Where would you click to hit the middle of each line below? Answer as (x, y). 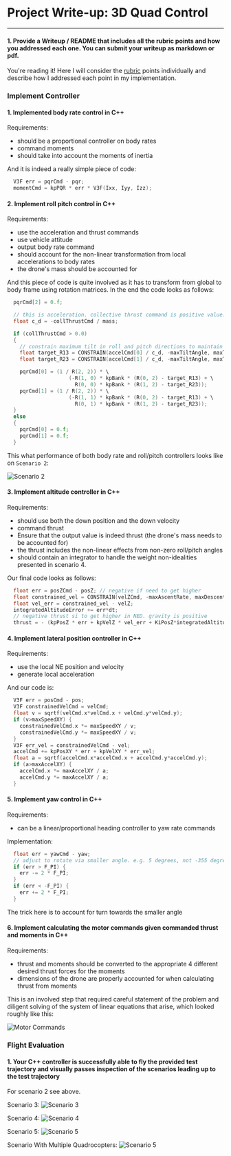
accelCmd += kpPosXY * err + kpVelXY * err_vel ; (84, 752)
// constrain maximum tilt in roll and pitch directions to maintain (121, 346)
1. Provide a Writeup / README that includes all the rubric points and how (114, 41)
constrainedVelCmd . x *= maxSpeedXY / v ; (78, 726)
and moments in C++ (38, 935)
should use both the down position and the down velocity (98, 520)
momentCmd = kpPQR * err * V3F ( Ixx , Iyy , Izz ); (83, 188)
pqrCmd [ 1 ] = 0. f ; (44, 436)
